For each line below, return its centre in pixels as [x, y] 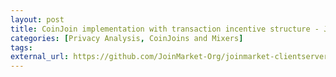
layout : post [37, 19]
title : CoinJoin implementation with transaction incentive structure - [165, 29]
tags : [21, 47]
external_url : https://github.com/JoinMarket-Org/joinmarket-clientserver [169, 57]
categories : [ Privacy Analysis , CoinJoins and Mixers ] [127, 38]
